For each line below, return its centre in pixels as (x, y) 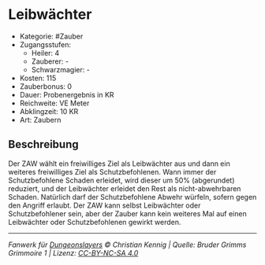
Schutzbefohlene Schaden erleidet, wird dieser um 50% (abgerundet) (121, 180)
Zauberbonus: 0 (46, 86)
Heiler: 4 (45, 53)
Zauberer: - (50, 61)
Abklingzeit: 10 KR (49, 111)
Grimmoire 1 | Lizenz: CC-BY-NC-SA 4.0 (73, 252)
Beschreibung (43, 144)
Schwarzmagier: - (61, 69)
